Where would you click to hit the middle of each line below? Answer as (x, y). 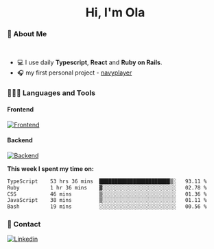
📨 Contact (24, 224)
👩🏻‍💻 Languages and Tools (51, 93)
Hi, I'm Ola (115, 13)
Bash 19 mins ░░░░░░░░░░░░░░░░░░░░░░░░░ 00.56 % (107, 207)
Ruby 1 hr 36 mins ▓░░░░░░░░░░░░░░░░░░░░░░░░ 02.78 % (107, 187)
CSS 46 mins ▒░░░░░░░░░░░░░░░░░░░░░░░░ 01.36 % (107, 194)
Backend (20, 140)
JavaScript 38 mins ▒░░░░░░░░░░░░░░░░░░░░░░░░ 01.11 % (107, 200)
